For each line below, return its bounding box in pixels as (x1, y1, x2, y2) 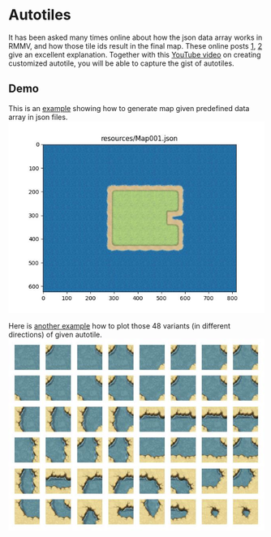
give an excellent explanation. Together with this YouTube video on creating (8, 49, 261, 59)
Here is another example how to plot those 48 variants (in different (8, 320, 231, 330)
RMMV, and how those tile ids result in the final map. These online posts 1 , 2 (8, 41, 262, 50)
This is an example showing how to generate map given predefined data (8, 103, 250, 113)
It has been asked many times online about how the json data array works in (8, 32, 263, 42)
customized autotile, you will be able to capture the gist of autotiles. (8, 58, 234, 68)
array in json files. (8, 112, 68, 122)
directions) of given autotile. (8, 329, 103, 339)
